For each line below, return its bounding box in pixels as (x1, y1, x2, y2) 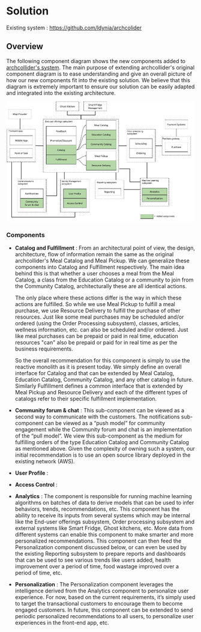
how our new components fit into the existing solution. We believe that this (6, 76, 191, 83)
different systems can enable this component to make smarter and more (14, 531, 194, 538)
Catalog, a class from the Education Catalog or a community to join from (14, 276, 194, 283)
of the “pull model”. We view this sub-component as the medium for (14, 432, 183, 439)
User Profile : (14, 469, 49, 477)
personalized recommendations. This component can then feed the (14, 537, 182, 544)
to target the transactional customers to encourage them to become (14, 600, 183, 607)
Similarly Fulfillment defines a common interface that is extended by (14, 382, 183, 390)
